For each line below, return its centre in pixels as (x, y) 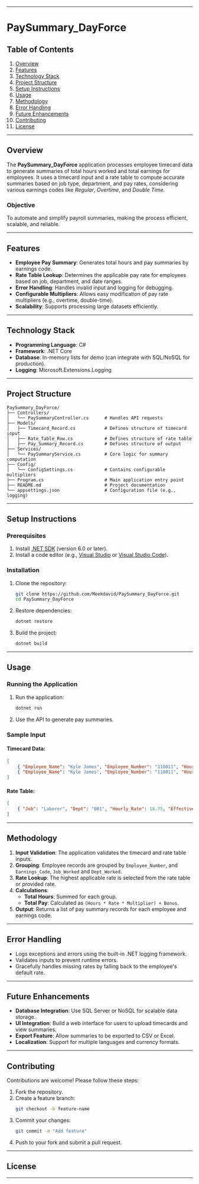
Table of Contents (40, 49)
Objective (21, 205)
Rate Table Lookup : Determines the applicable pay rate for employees (101, 275)
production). (30, 363)
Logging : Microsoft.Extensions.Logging (63, 370)
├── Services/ (24, 449)
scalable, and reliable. (33, 224)
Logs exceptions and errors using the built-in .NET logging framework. (101, 954)
